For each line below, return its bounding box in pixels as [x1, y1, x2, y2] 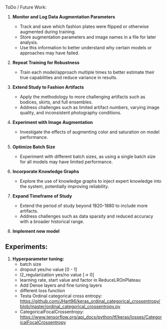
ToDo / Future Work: [5, 4, 47, 10]
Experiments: [5, 242, 48, 251]
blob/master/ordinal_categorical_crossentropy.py [19, 303, 121, 309]
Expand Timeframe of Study [12, 193, 72, 199]
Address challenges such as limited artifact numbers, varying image [19, 105, 160, 110]
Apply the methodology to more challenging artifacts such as [19, 94, 146, 100]
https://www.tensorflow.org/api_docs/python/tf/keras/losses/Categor [19, 314, 162, 320]
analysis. [19, 39, 38, 45]
